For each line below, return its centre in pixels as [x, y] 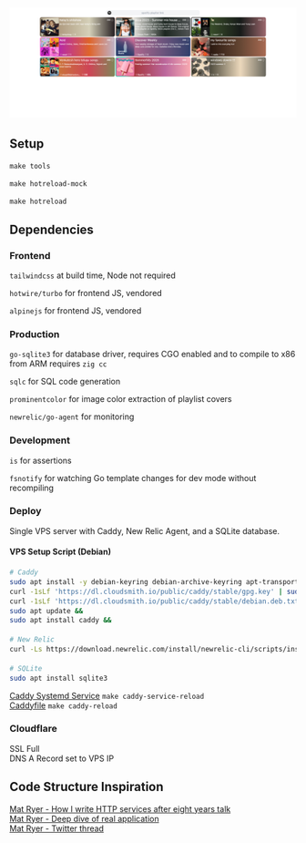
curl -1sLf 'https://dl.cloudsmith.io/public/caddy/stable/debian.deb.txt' [156, 601]
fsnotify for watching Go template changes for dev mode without [133, 478]
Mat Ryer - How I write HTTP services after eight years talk [120, 808]
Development [40, 440]
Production [35, 334]
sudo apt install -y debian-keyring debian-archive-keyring [126, 581]
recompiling [32, 488]
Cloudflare [33, 729]
